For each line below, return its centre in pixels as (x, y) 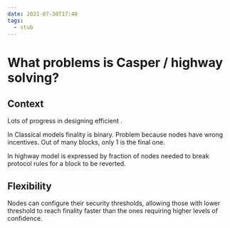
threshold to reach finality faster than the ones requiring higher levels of (113, 211)
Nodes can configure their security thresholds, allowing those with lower (114, 203)
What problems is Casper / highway (115, 62)
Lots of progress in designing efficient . (65, 121)
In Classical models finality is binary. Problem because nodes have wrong (115, 135)
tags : (15, 21)
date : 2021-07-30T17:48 (43, 14)
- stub (23, 27)
